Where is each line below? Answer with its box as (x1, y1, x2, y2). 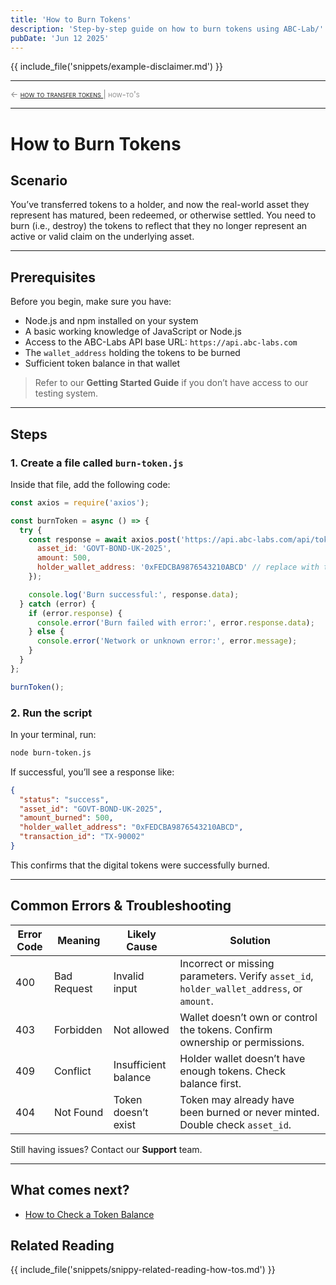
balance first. (179, 1076, 242, 1090)
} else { (28, 627, 65, 637)
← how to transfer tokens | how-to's (10, 89, 140, 100)
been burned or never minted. (179, 1105, 320, 1119)
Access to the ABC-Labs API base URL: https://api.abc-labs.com (24, 336, 298, 348)
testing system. (34, 387, 99, 400)
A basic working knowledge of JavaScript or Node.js (24, 326, 242, 338)
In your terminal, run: (10, 728, 97, 740)
